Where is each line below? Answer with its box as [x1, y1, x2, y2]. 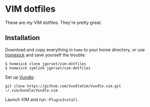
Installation [5, 34, 40, 42]
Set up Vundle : [5, 74, 35, 80]
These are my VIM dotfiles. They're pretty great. [5, 20, 102, 25]
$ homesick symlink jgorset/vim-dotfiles [5, 65, 91, 70]
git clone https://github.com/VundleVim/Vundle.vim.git [5, 84, 121, 88]
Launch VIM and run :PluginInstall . [5, 96, 79, 102]
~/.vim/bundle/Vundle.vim [5, 88, 58, 93]
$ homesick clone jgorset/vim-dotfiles [5, 61, 86, 66]
